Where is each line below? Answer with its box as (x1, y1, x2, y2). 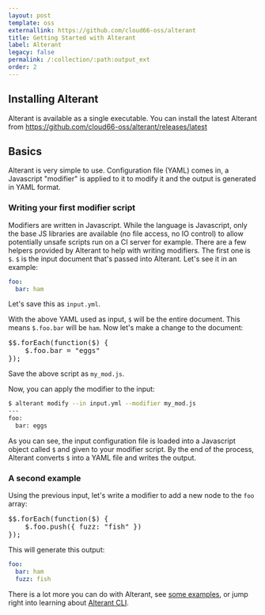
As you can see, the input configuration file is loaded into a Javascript (8, 436, 236, 446)
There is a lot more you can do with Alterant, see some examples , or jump (8, 589, 249, 598)
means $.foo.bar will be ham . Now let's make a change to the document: (8, 323, 244, 332)
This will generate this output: (8, 545, 105, 555)
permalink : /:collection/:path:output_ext (8, 56, 150, 64)
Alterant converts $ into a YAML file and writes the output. (8, 453, 196, 462)
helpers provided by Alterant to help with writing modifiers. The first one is (8, 245, 251, 255)
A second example (8, 473, 81, 484)
